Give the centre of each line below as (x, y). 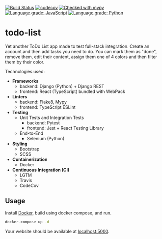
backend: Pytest (43, 122)
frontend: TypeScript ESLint (48, 107)
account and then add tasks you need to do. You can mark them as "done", (81, 51)
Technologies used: (25, 71)
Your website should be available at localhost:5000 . (57, 231)
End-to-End (31, 133)
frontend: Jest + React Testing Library (65, 128)
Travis (26, 180)
